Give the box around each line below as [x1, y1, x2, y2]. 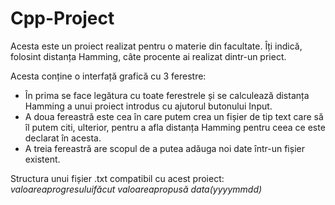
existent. [24, 153, 61, 165]
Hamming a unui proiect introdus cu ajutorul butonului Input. [24, 100, 273, 112]
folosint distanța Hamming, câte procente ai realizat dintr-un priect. [10, 50, 287, 62]
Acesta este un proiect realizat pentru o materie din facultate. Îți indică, [10, 40, 303, 52]
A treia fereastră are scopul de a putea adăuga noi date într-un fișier [24, 142, 305, 154]
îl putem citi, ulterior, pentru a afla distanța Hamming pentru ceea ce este [24, 121, 326, 133]
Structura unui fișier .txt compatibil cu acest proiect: [10, 172, 225, 184]
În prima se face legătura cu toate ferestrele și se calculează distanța [24, 89, 310, 101]
